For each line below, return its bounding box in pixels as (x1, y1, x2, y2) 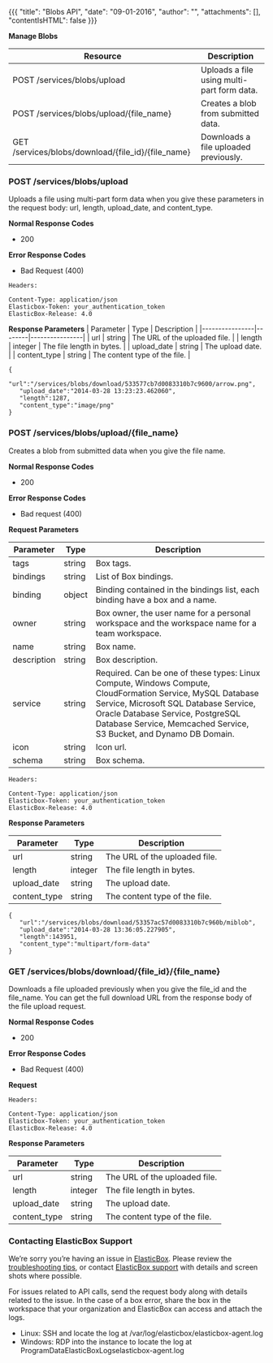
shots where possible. (8, 1271, 83, 1281)
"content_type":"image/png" (19, 401, 115, 409)
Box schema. (95, 755, 145, 766)
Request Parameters (8, 524, 80, 534)
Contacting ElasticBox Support (8, 1235, 132, 1246)
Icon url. (95, 741, 128, 752)
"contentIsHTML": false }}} (8, 15, 97, 25)
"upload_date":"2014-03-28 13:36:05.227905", (19, 925, 176, 933)
